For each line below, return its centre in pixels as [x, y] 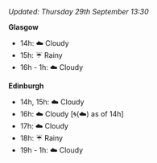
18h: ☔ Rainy [41, 138]
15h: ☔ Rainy [41, 55]
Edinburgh [26, 86]
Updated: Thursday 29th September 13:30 [78, 12]
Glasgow [23, 27]
